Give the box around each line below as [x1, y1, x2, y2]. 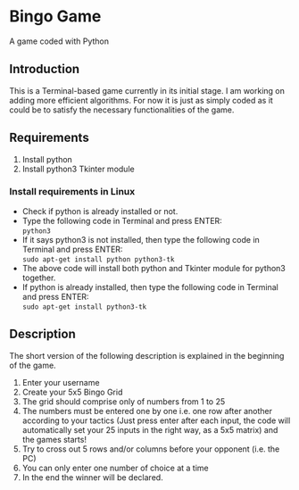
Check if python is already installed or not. [21, 205, 179, 216]
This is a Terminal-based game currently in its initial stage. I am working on [9, 85, 286, 96]
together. [21, 272, 56, 283]
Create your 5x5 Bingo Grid [21, 386, 123, 397]
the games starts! [21, 434, 87, 444]
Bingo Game [9, 6, 102, 27]
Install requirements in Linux [9, 186, 136, 198]
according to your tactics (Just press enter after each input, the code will [21, 415, 291, 426]
